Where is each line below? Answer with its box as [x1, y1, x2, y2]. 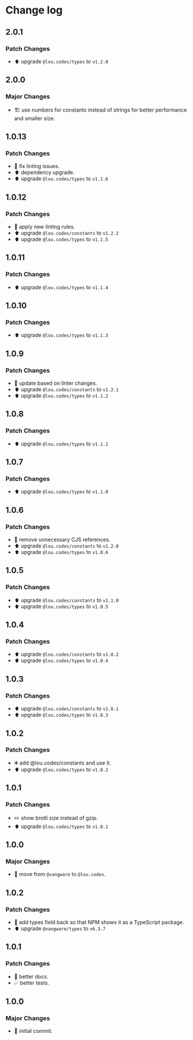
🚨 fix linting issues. [13, 163, 60, 170]
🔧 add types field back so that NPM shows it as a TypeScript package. [13, 918, 184, 925]
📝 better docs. [13, 973, 49, 980]
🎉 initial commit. [13, 1028, 53, 1035]
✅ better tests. [13, 979, 49, 986]
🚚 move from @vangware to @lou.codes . [13, 871, 106, 878]
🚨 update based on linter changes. [13, 380, 97, 387]
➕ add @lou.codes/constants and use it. [13, 759, 111, 766]
